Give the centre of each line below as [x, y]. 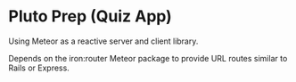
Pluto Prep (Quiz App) [90, 16]
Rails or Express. [39, 68]
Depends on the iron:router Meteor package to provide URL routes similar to [148, 58]
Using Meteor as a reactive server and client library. [103, 41]
